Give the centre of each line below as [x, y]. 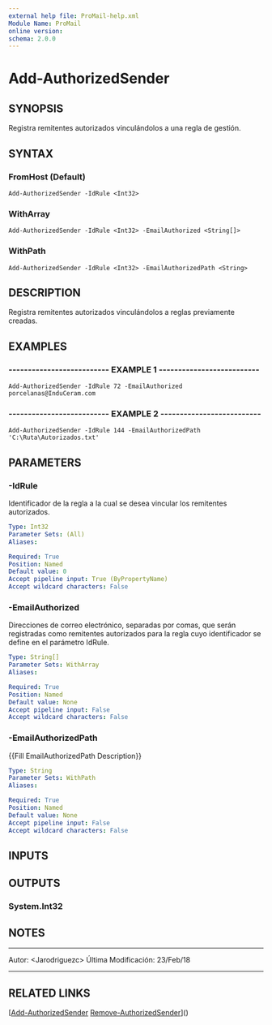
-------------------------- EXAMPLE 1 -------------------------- [134, 369]
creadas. [23, 321]
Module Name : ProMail [45, 24]
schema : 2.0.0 [32, 39]
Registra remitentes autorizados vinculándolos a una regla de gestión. [125, 128]
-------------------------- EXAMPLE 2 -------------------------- [135, 413]
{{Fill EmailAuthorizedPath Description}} [75, 756]
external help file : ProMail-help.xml [74, 16]
